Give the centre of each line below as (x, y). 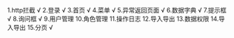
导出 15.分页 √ (33, 27)
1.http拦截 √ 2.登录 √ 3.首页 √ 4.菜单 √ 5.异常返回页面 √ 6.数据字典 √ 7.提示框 (117, 10)
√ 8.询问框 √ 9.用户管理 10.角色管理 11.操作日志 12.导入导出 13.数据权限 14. (113, 19)
